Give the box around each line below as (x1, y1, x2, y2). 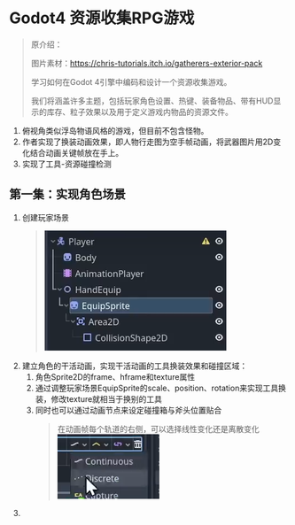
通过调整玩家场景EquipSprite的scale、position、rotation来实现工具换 (35, 382, 286, 393)
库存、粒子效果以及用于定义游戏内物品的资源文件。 (46, 106, 233, 117)
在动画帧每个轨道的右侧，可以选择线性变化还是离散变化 (57, 423, 260, 434)
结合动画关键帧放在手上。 (29, 147, 124, 158)
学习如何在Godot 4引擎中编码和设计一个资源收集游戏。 (30, 76, 232, 87)
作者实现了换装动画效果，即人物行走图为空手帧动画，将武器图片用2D (21, 136, 274, 147)
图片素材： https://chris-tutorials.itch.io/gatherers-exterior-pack (30, 58, 263, 68)
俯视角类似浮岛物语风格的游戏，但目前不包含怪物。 (21, 125, 209, 135)
